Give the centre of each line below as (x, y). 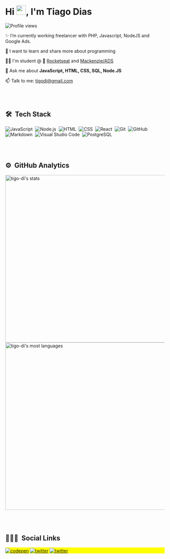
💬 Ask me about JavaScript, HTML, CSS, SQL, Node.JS (63, 70)
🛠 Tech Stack (28, 114)
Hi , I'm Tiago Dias (49, 12)
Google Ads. (18, 41)
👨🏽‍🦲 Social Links (33, 538)
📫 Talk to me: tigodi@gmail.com (39, 80)
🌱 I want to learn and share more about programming (60, 51)
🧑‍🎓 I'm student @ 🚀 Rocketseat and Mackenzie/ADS (59, 61)
